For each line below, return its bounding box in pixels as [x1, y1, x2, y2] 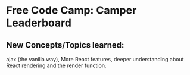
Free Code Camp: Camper [6, 4, 137, 17]
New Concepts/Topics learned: [6, 40, 124, 50]
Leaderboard [6, 16, 71, 30]
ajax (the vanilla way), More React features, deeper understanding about [6, 56, 184, 62]
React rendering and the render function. [6, 62, 107, 69]
